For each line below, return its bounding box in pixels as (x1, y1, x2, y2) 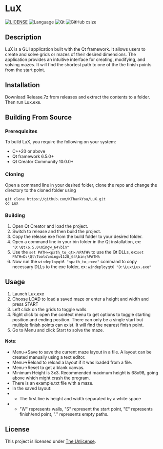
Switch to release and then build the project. (12, 228, 102, 234)
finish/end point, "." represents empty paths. (19, 411, 109, 417)
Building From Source (5, 113, 72, 121)
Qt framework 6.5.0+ (12, 154, 54, 159)
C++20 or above (12, 148, 45, 154)
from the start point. (5, 67, 45, 73)
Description (5, 33, 41, 41)
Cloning (5, 171, 24, 178)
